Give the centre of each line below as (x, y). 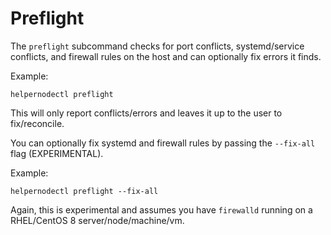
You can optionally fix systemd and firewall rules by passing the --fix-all (163, 143)
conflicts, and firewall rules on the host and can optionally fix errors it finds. (166, 56)
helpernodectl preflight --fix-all (84, 191)
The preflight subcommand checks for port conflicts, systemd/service (157, 46)
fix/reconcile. (37, 123)
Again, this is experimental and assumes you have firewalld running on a (161, 209)
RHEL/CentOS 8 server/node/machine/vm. (97, 220)
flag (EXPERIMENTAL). (57, 153)
